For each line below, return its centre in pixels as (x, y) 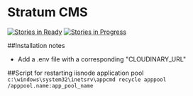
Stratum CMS (48, 12)
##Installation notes (36, 45)
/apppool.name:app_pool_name (50, 85)
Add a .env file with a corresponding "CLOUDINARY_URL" (102, 59)
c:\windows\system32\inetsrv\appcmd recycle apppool (87, 79)
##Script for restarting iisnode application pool (76, 73)
